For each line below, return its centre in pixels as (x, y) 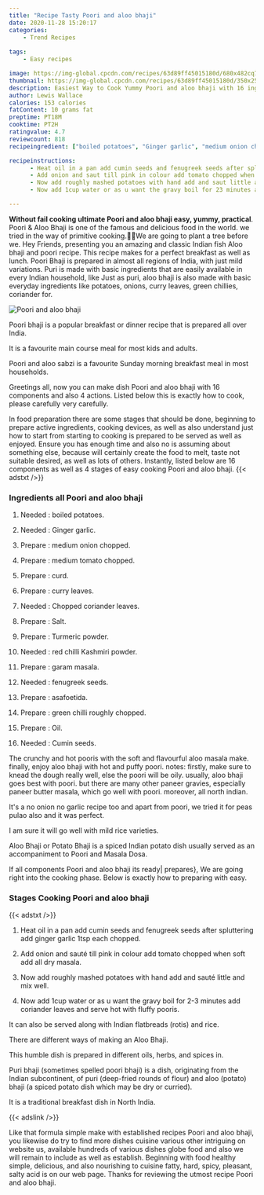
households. (29, 372)
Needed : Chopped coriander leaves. (80, 607)
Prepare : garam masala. (60, 667)
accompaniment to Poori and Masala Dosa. (78, 854)
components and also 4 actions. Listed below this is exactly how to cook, (127, 395)
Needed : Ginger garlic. (58, 530)
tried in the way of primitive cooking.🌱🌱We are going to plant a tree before (129, 236)
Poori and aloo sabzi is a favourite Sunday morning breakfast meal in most (129, 363)
